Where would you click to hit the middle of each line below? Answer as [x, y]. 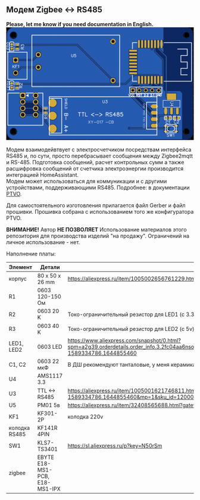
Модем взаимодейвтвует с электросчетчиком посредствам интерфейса [99, 149]
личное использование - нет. [43, 242]
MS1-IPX [49, 489]
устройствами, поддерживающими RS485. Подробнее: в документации [98, 187]
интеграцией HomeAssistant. [43, 175]
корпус [18, 279]
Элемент [21, 267]
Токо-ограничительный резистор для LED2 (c [126, 329]
